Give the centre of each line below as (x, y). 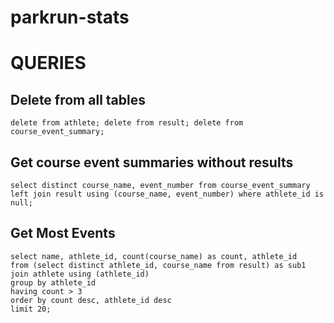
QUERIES (48, 63)
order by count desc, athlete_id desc (91, 300)
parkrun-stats (70, 17)
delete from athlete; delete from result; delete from (127, 123)
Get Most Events (63, 233)
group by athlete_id (53, 282)
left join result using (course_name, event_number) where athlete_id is (167, 194)
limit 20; (31, 309)
